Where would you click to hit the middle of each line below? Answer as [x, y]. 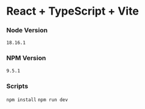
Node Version [27, 30]
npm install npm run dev [37, 100]
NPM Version [26, 58]
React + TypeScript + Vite [72, 11]
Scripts [17, 86]
